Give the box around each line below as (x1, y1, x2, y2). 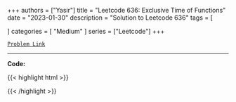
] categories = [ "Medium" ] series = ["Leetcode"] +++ (7, 27, 165, 35)
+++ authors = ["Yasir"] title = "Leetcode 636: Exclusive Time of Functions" (7, 6, 226, 14)
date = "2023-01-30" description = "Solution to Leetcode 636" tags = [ (7, 13, 213, 22)
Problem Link (7, 41, 46, 48)
